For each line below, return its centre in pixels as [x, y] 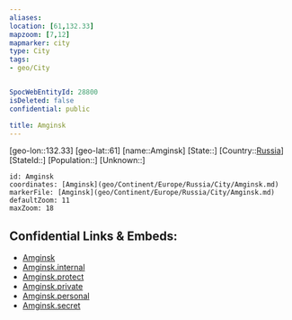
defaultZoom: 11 [40, 201]
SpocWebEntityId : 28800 [54, 92]
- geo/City [30, 69]
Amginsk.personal [56, 296]
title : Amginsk [38, 125]
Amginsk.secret [51, 306]
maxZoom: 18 [31, 208]
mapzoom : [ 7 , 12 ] [40, 34]
